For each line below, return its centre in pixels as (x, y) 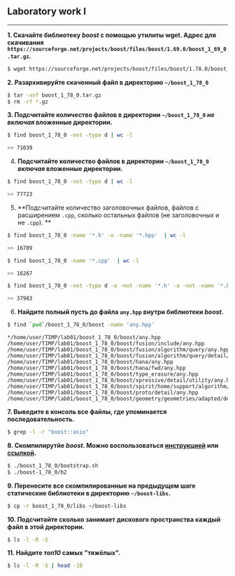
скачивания (26, 42)
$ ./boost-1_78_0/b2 (37, 472)
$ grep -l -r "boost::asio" (48, 432)
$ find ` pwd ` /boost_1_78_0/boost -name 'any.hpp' (81, 325)
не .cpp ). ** (34, 222)
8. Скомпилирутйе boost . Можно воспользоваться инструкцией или (113, 445)
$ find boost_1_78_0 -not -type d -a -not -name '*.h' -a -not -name (111, 286)
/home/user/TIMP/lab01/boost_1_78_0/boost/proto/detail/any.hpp (103, 393)
